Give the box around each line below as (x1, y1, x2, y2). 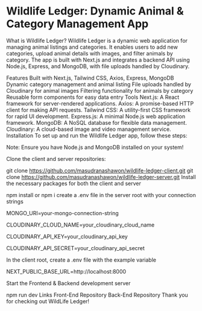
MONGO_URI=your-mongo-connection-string (6, 209, 119, 216)
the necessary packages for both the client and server (6, 180, 142, 187)
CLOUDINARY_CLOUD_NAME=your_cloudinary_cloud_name (6, 221, 155, 228)
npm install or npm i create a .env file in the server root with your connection (6, 191, 196, 198)
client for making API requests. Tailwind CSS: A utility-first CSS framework (6, 106, 191, 113)
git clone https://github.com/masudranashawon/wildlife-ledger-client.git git (6, 167, 194, 174)
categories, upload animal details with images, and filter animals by (6, 49, 173, 57)
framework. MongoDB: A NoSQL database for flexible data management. (6, 119, 187, 126)
